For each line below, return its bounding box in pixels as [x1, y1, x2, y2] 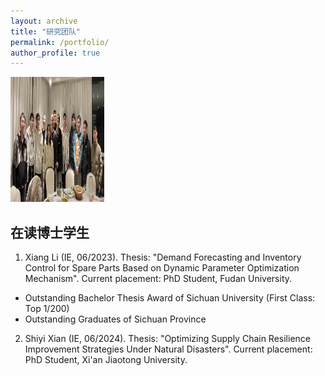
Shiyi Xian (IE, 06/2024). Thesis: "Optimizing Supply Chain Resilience [24, 333, 311, 345]
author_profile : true [10, 48, 101, 58]
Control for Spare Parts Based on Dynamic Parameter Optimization [24, 262, 300, 274]
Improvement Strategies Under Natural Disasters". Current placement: [24, 343, 313, 355]
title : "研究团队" [10, 26, 82, 37]
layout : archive [10, 16, 78, 26]
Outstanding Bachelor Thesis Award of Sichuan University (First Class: [24, 292, 316, 304]
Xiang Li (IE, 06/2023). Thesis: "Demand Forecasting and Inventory [24, 251, 302, 264]
